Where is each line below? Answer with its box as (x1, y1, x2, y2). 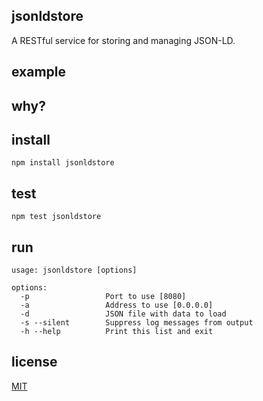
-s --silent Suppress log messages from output (20, 318, 254, 328)
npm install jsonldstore (11, 158, 115, 168)
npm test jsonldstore (11, 212, 102, 222)
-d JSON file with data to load (20, 309, 227, 319)
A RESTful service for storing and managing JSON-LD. (11, 34, 236, 46)
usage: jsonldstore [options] (11, 265, 138, 276)
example (11, 64, 67, 81)
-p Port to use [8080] (20, 292, 187, 302)
